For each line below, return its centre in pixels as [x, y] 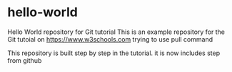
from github [25, 60]
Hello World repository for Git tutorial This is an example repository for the [116, 32]
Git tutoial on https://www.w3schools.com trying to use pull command [110, 39]
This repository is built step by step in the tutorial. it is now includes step [114, 53]
